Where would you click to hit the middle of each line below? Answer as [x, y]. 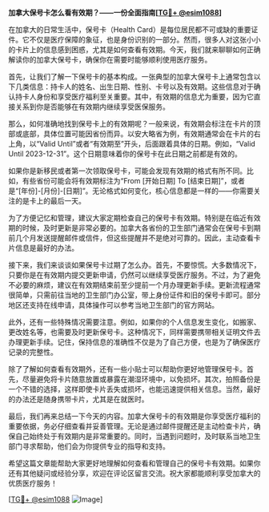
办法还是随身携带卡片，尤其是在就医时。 [82, 399]
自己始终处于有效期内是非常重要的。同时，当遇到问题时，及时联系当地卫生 [138, 436]
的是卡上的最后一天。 [50, 201]
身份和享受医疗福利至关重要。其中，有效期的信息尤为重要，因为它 [145, 97]
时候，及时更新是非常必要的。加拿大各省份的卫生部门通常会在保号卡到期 [141, 228]
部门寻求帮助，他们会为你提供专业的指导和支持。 [89, 446]
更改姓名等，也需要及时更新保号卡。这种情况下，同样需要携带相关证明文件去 [134, 332]
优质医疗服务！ [33, 483]
